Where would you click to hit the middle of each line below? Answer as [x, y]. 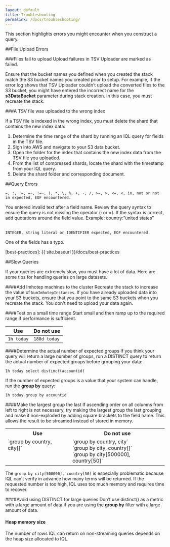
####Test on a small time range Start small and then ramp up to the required [85, 313]
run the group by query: [30, 386]
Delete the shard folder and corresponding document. [69, 174]
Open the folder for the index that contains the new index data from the [87, 153]
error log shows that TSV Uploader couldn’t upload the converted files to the [85, 85]
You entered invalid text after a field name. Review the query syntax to [78, 207]
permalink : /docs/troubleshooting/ [43, 19]
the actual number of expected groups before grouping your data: [74, 362]
